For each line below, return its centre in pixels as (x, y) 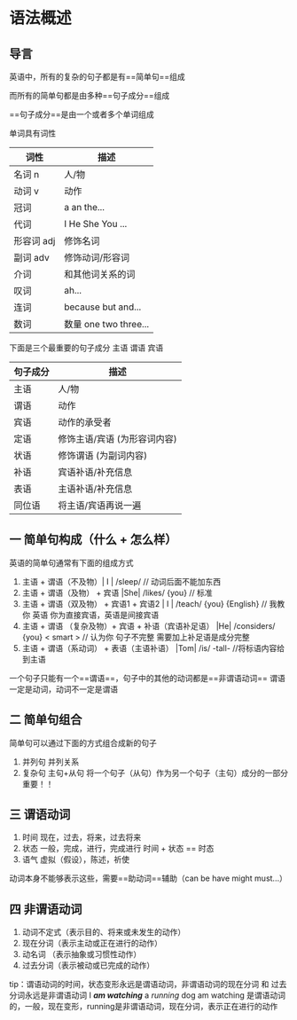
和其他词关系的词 (99, 274)
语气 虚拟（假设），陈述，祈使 (76, 859)
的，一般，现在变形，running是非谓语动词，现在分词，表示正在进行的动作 (144, 1007)
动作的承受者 (85, 422)
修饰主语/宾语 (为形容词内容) (117, 439)
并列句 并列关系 (51, 761)
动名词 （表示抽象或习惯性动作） (82, 954)
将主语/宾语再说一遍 (100, 505)
